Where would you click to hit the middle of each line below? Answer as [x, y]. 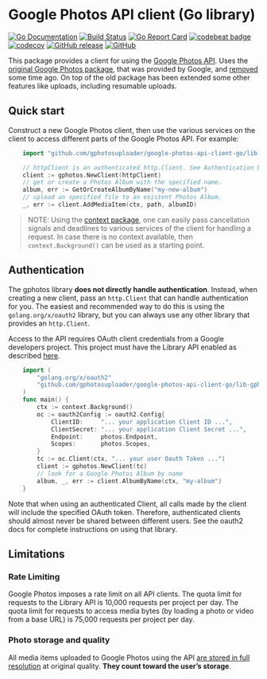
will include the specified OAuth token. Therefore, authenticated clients [124, 512]
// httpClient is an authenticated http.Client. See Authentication [138, 168]
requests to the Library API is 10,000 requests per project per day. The [123, 603]
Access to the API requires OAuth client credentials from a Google [116, 338]
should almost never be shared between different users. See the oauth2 [126, 521]
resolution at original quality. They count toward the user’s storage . [120, 665]
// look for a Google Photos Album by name [110, 474]
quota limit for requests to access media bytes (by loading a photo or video [131, 611]
